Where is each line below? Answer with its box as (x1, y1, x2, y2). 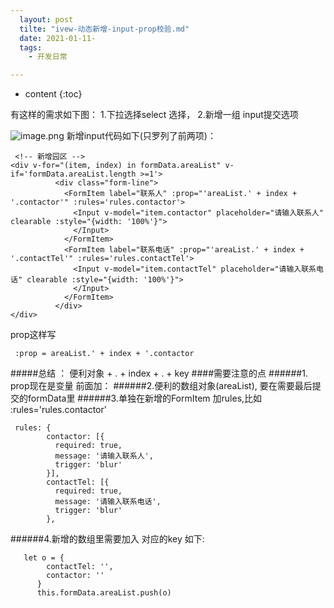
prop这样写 (10, 329, 57, 341)
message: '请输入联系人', (54, 451, 154, 461)
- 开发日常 (28, 52, 68, 62)
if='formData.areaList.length (10, 169, 137, 180)
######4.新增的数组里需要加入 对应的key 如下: (10, 533, 205, 545)
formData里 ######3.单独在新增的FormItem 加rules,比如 (27, 392, 263, 405)
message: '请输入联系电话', (54, 497, 162, 507)
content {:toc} (24, 88, 83, 100)
